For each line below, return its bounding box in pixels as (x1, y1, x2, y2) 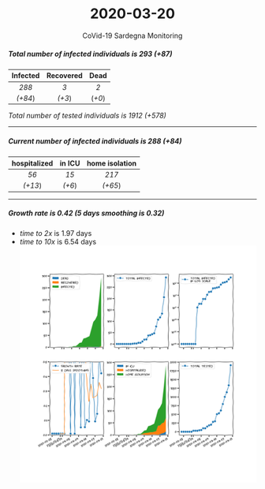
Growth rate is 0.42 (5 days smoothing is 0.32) (8, 208, 165, 218)
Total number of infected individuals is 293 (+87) (8, 49, 173, 58)
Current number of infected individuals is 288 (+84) (8, 136, 183, 146)
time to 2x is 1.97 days (19, 228, 92, 237)
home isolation (86, 159, 136, 168)
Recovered (46, 71, 83, 80)
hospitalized (11, 159, 54, 168)
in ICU (59, 159, 80, 168)
